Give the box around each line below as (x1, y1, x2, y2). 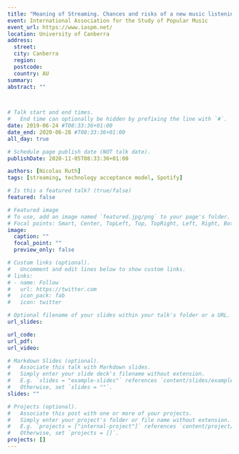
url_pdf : (7, 337, 33, 345)
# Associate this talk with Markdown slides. (7, 364, 152, 371)
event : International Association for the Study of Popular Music (7, 17, 208, 24)
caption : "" (14, 233, 50, 241)
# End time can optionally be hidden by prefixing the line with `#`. (7, 115, 228, 123)
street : (14, 43, 37, 51)
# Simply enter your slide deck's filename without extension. (7, 371, 205, 378)
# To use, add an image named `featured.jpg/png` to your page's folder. (7, 213, 231, 221)
